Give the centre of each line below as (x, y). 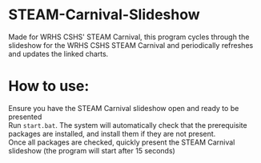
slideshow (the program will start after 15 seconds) (92, 150)
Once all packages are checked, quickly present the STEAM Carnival (122, 142)
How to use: (49, 86)
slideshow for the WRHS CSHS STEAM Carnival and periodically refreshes (131, 45)
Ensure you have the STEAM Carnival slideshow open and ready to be (124, 108)
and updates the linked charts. (58, 54)
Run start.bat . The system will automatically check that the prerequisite (128, 125)
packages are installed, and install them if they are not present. (112, 133)
